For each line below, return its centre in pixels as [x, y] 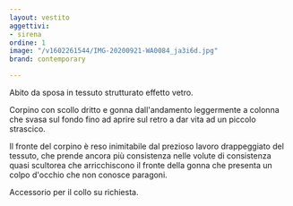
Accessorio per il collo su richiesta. [74, 192]
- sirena [26, 34]
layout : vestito [39, 17]
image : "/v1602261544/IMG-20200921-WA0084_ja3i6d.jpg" [114, 51]
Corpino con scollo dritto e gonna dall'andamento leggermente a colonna [144, 110]
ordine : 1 [28, 43]
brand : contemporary [48, 59]
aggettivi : [30, 26]
